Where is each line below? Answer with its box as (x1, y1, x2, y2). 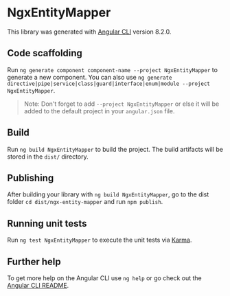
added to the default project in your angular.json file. (23, 106, 175, 115)
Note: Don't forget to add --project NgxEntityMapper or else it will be (23, 100, 220, 108)
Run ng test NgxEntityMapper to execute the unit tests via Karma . (7, 236, 192, 244)
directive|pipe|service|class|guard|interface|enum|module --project (7, 80, 211, 87)
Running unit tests (7, 218, 87, 229)
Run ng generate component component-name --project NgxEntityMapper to (7, 65, 218, 73)
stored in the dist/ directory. (7, 152, 89, 161)
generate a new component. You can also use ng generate (7, 73, 172, 81)
